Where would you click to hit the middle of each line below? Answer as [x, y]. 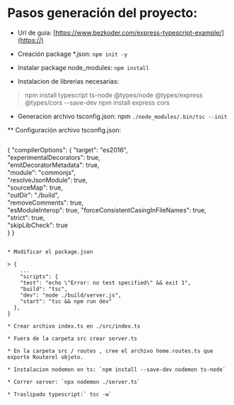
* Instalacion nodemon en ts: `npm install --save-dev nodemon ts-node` [117, 370]
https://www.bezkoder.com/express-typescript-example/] [140, 33]
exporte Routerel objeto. [45, 357]
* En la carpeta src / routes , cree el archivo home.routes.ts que [110, 351]
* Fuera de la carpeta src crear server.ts [72, 338]
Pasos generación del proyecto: [103, 13]
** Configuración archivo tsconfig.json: [64, 130]
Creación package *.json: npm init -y [72, 54]
